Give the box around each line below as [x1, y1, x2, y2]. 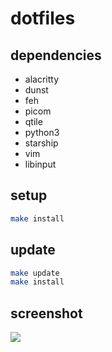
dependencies [10, 47, 102, 64]
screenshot [10, 305, 83, 322]
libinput [24, 158, 57, 170]
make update [10, 268, 60, 278]
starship [24, 137, 59, 149]
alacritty [24, 73, 60, 85]
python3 [24, 127, 60, 138]
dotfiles [10, 7, 76, 30]
